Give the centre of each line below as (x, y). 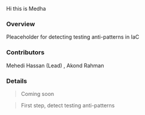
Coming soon (37, 94)
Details (17, 81)
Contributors (25, 52)
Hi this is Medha (26, 9)
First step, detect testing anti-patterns (68, 105)
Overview (21, 24)
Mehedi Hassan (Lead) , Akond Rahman (55, 66)
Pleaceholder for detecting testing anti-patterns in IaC (73, 37)
